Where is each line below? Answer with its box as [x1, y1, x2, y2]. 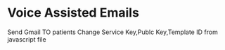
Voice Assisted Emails [7, 5, 139, 21]
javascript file [7, 35, 47, 43]
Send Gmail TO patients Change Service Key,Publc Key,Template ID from [7, 28, 218, 36]
